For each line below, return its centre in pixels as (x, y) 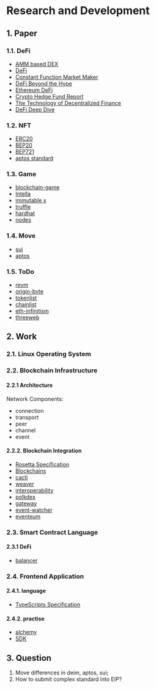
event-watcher (34, 510)
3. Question (29, 658)
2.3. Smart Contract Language (52, 532)
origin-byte (29, 292)
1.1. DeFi (18, 51)
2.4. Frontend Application (45, 576)
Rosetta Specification (42, 464)
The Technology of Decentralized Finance (68, 103)
